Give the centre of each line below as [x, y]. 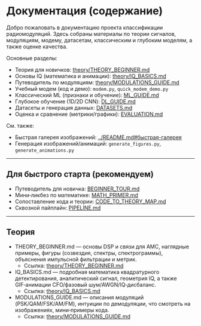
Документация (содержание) [85, 11]
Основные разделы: [32, 58]
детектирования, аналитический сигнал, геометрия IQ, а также [96, 278]
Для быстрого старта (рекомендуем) [80, 174]
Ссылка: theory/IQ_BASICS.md [62, 291]
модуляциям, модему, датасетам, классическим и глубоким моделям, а [99, 40]
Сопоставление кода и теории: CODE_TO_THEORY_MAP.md [90, 201]
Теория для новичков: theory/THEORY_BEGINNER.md [82, 69]
